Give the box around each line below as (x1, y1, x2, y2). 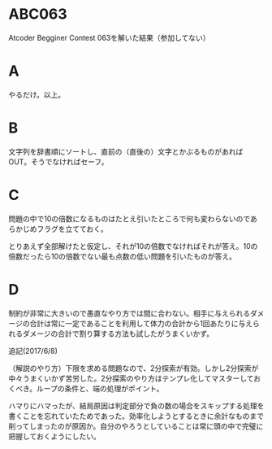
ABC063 (8, 5, 67, 24)
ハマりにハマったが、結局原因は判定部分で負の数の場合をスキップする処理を (8, 400, 265, 411)
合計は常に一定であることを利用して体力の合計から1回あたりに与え (29, 318, 253, 328)
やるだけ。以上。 (8, 89, 66, 99)
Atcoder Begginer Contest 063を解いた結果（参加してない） (8, 33, 210, 42)
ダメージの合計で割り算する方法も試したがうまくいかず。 (22, 329, 214, 338)
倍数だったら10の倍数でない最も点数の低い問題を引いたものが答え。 (8, 251, 237, 261)
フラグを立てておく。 (36, 224, 108, 233)
